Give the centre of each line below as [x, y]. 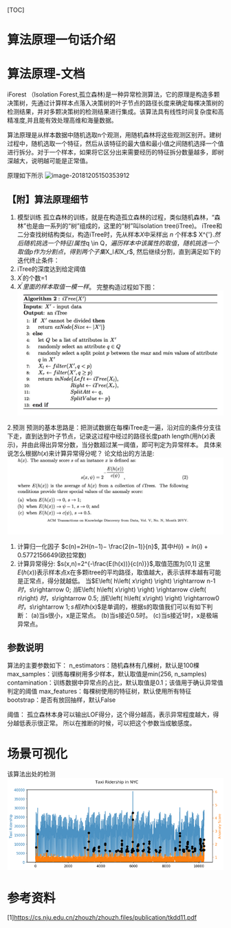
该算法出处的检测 [31, 774]
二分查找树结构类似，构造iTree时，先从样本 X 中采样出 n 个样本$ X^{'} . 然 [119, 234]
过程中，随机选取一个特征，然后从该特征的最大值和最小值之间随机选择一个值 [115, 143]
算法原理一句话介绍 [62, 40]
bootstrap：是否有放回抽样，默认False [62, 700]
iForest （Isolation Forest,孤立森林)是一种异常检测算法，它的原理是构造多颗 [113, 94]
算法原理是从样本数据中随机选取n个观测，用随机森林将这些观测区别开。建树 [114, 135]
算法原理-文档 [46, 74]
